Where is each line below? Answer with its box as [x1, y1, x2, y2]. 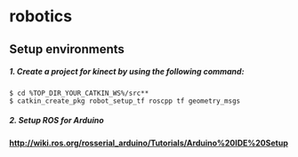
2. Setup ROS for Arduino [9, 115, 104, 126]
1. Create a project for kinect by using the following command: [9, 67, 245, 77]
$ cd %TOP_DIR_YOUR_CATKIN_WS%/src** [9, 89, 149, 98]
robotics [9, 6, 73, 27]
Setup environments [9, 42, 125, 57]
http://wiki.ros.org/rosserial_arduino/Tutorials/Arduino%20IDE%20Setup [9, 137, 289, 148]
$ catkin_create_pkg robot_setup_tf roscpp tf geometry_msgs [9, 96, 241, 106]
